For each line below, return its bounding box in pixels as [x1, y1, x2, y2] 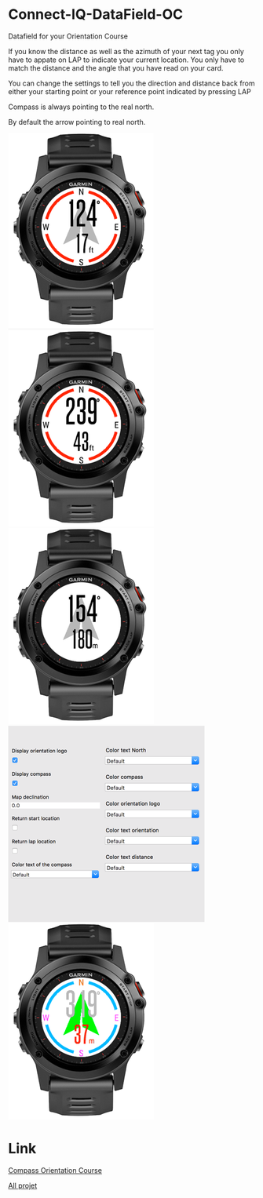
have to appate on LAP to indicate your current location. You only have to [8, 55, 245, 64]
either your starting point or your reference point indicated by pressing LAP [8, 86, 251, 96]
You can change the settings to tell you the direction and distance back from [8, 78, 255, 88]
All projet [8, 1181, 38, 1190]
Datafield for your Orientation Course [8, 31, 128, 41]
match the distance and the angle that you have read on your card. [8, 63, 224, 72]
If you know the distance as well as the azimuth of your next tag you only [8, 46, 245, 56]
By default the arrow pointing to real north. [8, 117, 146, 126]
